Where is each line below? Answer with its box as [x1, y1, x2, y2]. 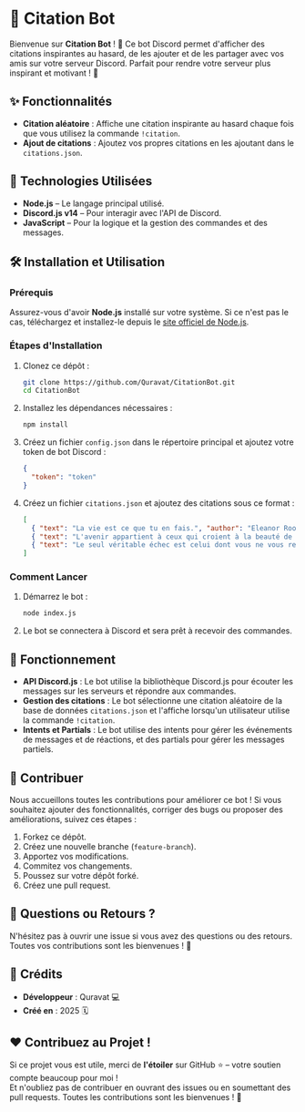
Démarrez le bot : [22, 592, 88, 602]
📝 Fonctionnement [9, 652, 117, 667]
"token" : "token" [31, 473, 97, 482]
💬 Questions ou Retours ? [9, 906, 156, 922]
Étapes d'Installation [9, 339, 103, 352]
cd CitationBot [22, 386, 81, 396]
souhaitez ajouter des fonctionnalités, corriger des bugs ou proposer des [9, 804, 284, 815]
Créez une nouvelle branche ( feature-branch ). [22, 840, 197, 851]
